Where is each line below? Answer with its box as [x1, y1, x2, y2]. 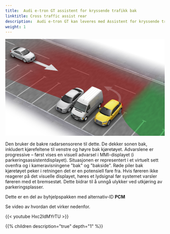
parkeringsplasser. [5, 184, 44, 190]
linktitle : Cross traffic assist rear [5, 13, 87, 19]
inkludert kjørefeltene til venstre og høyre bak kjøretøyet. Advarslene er [5, 146, 154, 152]
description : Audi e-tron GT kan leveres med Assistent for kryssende [5, 19, 159, 24]
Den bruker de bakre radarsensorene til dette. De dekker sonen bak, [5, 141, 148, 147]
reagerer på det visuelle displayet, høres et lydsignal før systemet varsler [5, 173, 157, 179]
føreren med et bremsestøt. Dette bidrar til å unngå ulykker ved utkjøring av [5, 178, 163, 184]
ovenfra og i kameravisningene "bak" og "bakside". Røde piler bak [5, 162, 143, 168]
